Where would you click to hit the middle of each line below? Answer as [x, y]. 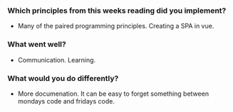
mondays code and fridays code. [66, 101]
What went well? [37, 45]
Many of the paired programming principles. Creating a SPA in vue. [116, 26]
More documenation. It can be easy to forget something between [113, 94]
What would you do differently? [63, 78]
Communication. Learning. [57, 60]
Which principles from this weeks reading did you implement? [117, 11]
